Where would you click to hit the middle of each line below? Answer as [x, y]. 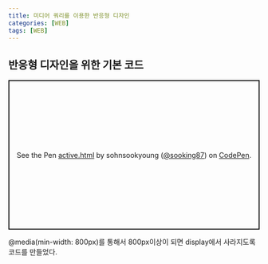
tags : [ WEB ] [28, 30]
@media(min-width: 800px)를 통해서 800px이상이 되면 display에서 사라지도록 [132, 242]
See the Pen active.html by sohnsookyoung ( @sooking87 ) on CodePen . [134, 155]
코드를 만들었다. [33, 252]
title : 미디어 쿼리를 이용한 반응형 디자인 [69, 16]
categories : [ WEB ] [39, 23]
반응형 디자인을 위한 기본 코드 [76, 65]
